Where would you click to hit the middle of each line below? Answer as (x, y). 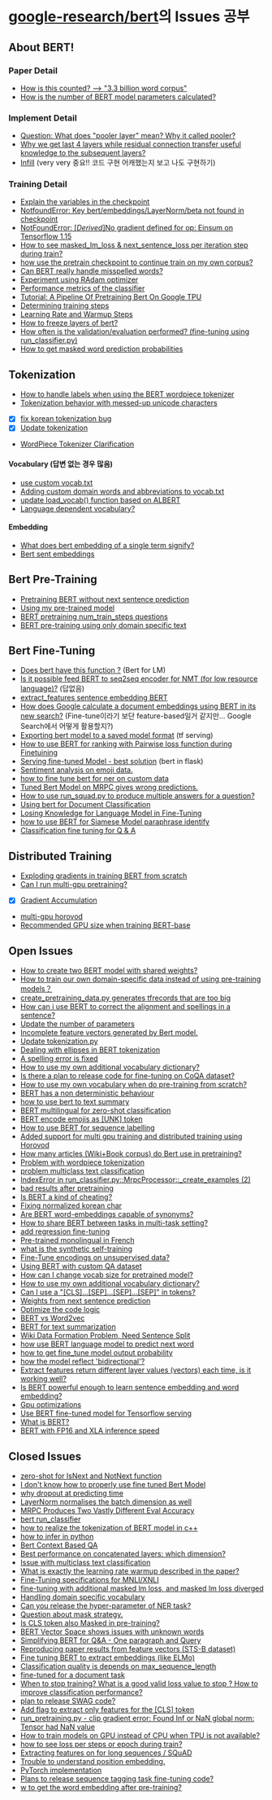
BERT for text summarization (68, 1327)
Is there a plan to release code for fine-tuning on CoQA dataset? (127, 1076)
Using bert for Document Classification (85, 805)
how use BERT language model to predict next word (107, 1344)
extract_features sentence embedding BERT (94, 698)
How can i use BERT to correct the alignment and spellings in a (125, 1007)
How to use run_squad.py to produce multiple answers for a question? (138, 796)
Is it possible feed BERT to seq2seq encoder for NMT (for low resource (139, 679)
